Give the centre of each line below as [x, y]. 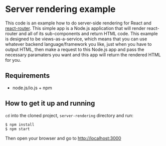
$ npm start [17, 129]
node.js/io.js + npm [32, 88]
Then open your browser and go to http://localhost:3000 [63, 138]
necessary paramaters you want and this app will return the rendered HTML [83, 55]
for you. [13, 60]
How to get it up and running [50, 103]
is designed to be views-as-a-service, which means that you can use [76, 39]
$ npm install [20, 125]
